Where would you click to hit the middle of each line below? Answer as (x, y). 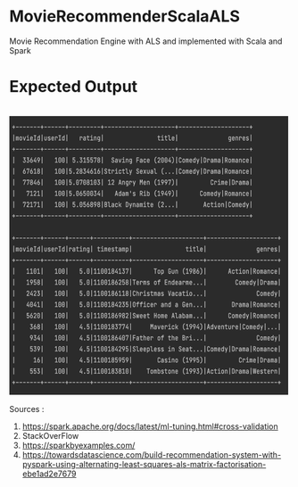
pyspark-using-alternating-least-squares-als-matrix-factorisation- (144, 464)
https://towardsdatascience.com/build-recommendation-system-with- (152, 454)
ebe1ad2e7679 (49, 474)
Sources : (27, 409)
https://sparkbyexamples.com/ (79, 445)
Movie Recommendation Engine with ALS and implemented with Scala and (146, 41)
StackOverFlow (50, 435)
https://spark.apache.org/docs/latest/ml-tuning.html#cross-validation (150, 426)
